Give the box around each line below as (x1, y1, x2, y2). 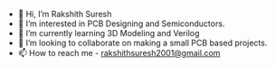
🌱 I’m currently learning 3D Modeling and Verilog (17, 28, 200, 38)
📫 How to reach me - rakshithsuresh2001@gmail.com (17, 48, 221, 58)
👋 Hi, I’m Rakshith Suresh (17, 9, 112, 19)
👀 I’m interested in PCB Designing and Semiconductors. (17, 18, 225, 29)
